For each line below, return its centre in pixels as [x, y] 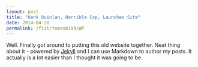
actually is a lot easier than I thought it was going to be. [74, 58]
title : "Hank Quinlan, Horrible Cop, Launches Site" [73, 17]
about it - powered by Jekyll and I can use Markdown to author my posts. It [99, 52]
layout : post [22, 12]
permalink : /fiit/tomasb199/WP [45, 28]
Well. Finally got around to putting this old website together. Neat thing [93, 45]
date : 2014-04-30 [28, 23]
